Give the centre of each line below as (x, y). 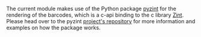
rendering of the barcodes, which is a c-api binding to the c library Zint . (95, 15)
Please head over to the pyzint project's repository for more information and (101, 21)
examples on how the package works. (53, 27)
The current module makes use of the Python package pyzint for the (91, 9)
